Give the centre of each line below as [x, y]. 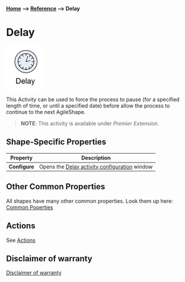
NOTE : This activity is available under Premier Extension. [90, 123]
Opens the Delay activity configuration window [96, 166]
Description [96, 158]
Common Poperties [30, 207]
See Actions [21, 240]
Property [22, 158]
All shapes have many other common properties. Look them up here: [90, 201]
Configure [21, 166]
